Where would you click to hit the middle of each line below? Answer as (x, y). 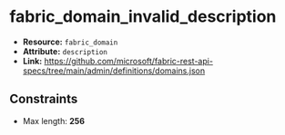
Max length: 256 (53, 121)
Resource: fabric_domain (70, 42)
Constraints (44, 99)
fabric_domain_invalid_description (143, 17)
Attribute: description (65, 51)
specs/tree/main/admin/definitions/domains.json (114, 71)
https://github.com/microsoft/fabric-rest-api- (129, 61)
